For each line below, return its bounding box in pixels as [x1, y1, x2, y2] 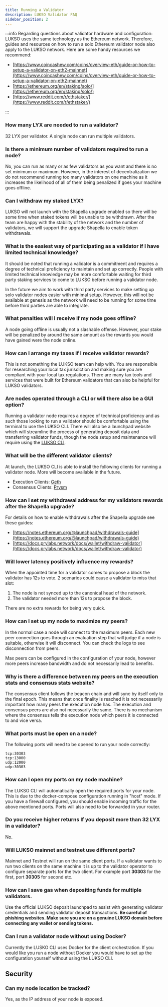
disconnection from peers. [5, 645, 60, 651]
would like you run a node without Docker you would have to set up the [5, 950, 152, 956]
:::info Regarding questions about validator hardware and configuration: [5, 31, 153, 37]
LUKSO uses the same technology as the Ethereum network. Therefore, [5, 36, 153, 42]
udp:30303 [5, 764, 26, 770]
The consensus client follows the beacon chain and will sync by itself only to [5, 691, 163, 697]
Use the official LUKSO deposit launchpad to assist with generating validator [5, 904, 163, 910]
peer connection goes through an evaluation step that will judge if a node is [5, 634, 161, 640]
